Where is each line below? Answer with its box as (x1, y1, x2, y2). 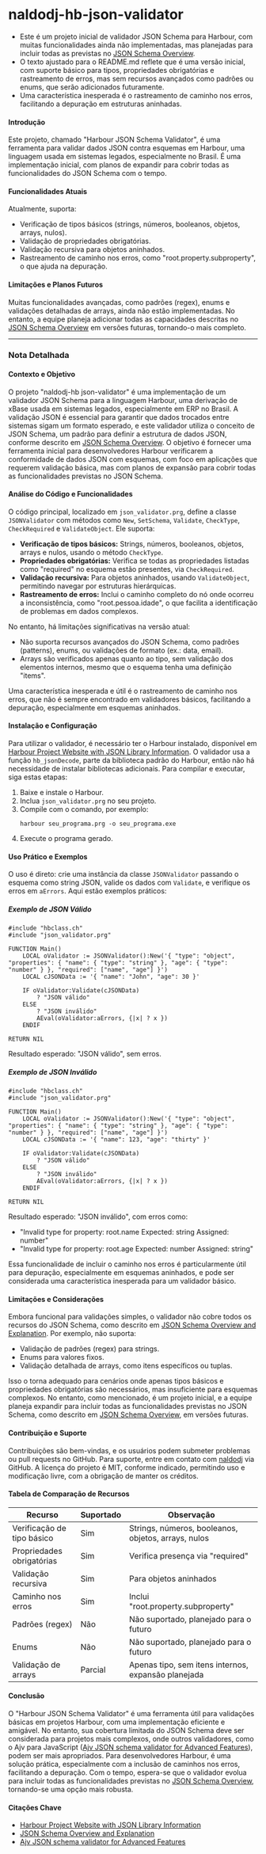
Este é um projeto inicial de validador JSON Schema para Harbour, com (19, 32, 253, 41)
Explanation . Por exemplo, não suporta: (8, 1329, 137, 1338)
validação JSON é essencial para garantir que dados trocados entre (8, 412, 230, 421)
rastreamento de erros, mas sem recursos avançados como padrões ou (19, 74, 254, 83)
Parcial (80, 1664, 106, 1675)
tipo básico (12, 1532, 54, 1544)
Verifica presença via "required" (129, 1550, 249, 1561)
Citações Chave (8, 1803, 62, 1812)
